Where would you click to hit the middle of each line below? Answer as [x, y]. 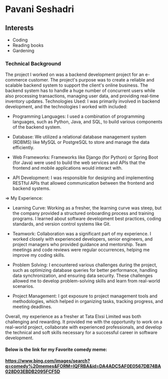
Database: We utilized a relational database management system [79, 137]
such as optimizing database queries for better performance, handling [85, 270]
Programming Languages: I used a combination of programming [78, 116]
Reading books [28, 45]
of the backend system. [37, 127]
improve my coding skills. [39, 255]
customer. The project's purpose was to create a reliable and [91, 80]
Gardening [23, 51]
